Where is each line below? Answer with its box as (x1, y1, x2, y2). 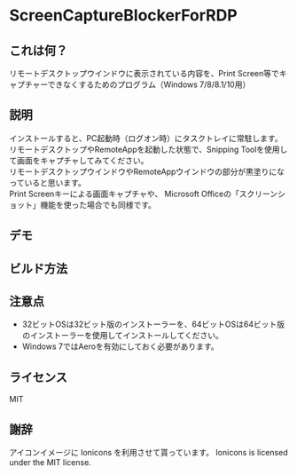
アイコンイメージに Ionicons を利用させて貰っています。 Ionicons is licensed (9, 447, 288, 458)
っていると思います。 (9, 177, 86, 187)
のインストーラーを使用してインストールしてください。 (21, 330, 223, 341)
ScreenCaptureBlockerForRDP (9, 5, 238, 26)
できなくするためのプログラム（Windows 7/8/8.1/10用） (47, 79, 251, 90)
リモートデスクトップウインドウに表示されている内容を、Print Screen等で (9, 68, 279, 78)
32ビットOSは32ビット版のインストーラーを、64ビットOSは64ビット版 (21, 319, 285, 329)
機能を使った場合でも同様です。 (39, 199, 157, 210)
